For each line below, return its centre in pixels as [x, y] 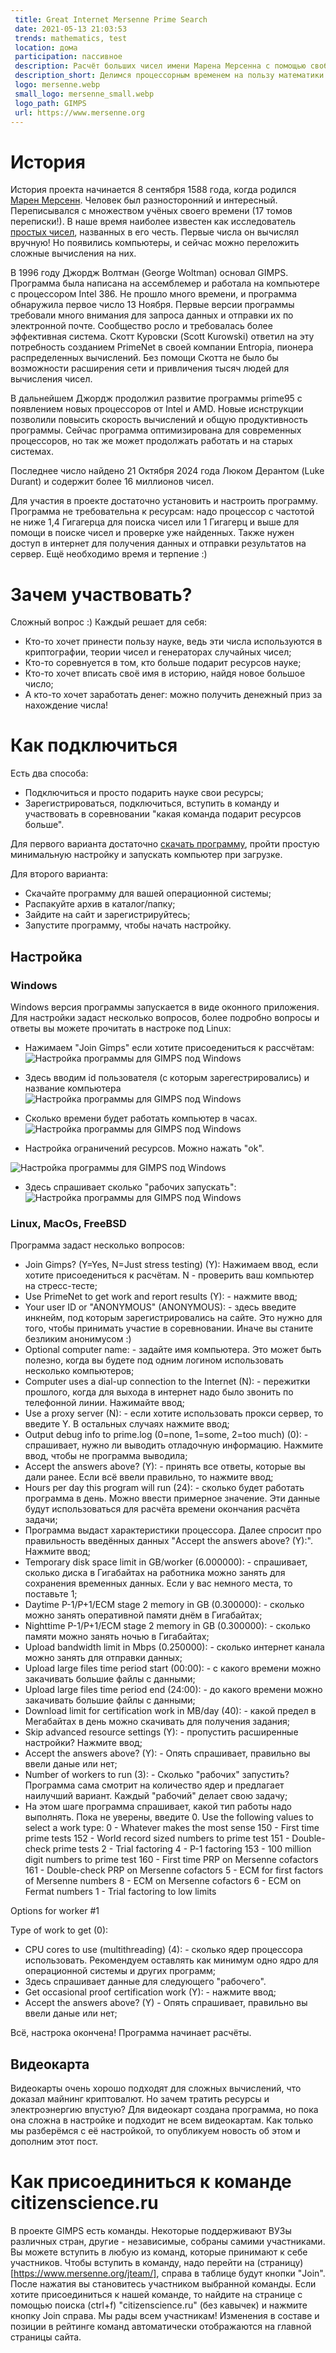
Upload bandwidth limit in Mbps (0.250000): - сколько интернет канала [174, 1647]
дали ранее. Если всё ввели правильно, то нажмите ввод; [149, 1477]
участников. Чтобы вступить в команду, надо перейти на [132, 2262]
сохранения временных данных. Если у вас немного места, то [158, 1583]
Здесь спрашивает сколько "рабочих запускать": [130, 1187]
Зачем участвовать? [101, 594]
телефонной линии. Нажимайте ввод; [104, 1403]
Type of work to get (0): [59, 1930]
